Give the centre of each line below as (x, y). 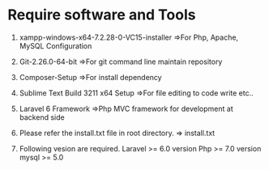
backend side (42, 117)
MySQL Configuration (56, 45)
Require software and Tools (102, 15)
